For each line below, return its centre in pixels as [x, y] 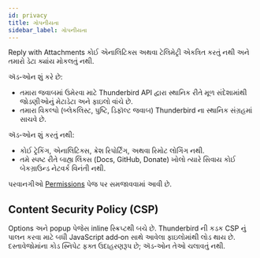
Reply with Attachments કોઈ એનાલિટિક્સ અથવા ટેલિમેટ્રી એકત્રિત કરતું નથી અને [129, 53]
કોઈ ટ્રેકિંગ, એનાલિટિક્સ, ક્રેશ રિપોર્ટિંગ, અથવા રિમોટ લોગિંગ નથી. [112, 151]
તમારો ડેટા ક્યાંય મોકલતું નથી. [51, 61]
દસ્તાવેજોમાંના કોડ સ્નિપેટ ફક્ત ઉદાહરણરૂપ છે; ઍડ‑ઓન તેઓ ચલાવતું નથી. [117, 246]
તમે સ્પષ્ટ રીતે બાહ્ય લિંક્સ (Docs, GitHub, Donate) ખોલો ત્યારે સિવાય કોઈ [128, 160]
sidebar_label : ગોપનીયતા [48, 30]
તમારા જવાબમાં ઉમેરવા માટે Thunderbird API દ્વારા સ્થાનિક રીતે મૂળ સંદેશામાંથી [133, 93]
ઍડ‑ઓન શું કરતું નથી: [41, 135]
